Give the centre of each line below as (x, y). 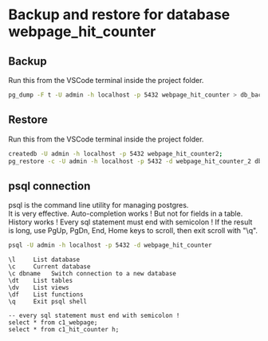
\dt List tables (41, 281)
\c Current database (49, 267)
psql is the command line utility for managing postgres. (99, 205)
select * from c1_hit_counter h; (64, 330)
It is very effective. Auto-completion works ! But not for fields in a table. (126, 214)
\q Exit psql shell (48, 302)
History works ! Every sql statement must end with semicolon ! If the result (130, 222)
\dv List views (39, 288)
